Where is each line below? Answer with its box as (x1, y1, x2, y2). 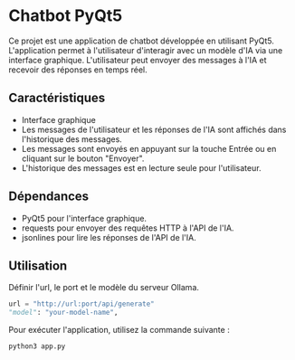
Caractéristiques (8, 90, 106, 106)
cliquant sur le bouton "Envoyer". (21, 153, 145, 164)
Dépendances (8, 189, 90, 204)
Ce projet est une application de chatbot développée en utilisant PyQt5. (8, 35, 275, 46)
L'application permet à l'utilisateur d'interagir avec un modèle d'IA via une (8, 44, 283, 55)
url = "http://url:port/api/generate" (8, 299, 155, 308)
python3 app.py (8, 342, 66, 351)
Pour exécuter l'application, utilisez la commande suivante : (8, 325, 230, 336)
